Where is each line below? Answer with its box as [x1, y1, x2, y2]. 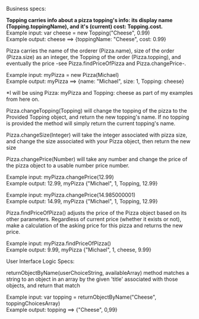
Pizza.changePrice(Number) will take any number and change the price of [6, 156, 188, 163]
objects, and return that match [6, 282, 80, 289]
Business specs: [6, 5, 46, 12]
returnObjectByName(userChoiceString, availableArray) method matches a [6, 270, 189, 276]
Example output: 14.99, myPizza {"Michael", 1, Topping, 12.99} [6, 198, 159, 205]
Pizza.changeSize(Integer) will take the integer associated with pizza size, [6, 131, 188, 138]
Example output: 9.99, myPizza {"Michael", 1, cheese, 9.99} [6, 246, 151, 253]
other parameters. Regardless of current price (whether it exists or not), [6, 216, 182, 222]
